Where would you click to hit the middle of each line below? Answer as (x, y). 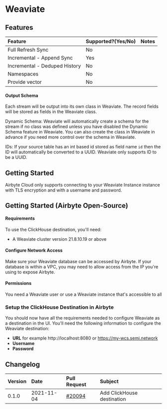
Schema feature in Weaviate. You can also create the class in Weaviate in (80, 132)
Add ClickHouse (119, 393)
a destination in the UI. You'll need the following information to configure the (83, 323)
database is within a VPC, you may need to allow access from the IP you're (82, 267)
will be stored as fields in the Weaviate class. (51, 112)
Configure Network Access (34, 250)
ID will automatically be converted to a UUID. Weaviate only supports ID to (81, 152)
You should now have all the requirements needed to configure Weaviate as (83, 318)
